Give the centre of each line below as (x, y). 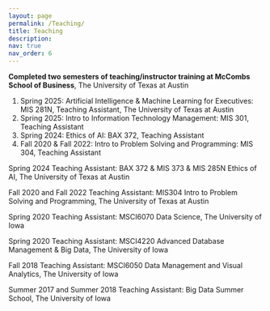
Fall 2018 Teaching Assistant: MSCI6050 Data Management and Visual (126, 265)
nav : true (25, 46)
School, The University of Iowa (60, 298)
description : (30, 38)
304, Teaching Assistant (60, 152)
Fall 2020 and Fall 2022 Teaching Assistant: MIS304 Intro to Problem (123, 192)
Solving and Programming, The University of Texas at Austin (109, 201)
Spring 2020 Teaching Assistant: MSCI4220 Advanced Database (116, 241)
